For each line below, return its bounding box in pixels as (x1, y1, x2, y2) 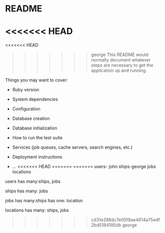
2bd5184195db (91, 222, 122, 228)
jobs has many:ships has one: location (5, 198, 83, 204)
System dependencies (12, 96, 58, 102)
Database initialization (12, 125, 58, 131)
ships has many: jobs (5, 188, 48, 194)
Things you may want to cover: (5, 77, 68, 83)
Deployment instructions (12, 154, 63, 160)
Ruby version (12, 87, 40, 93)
